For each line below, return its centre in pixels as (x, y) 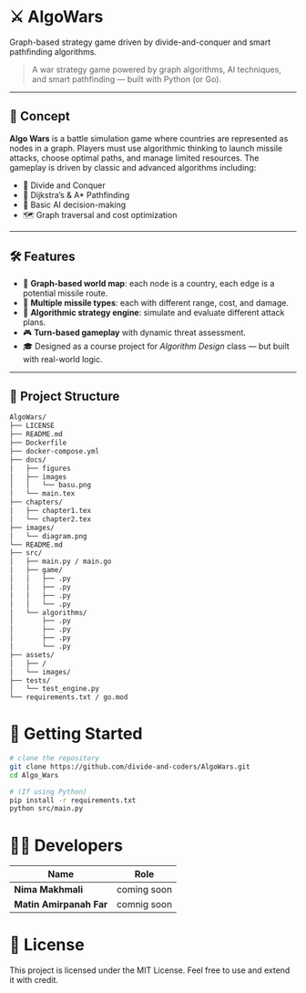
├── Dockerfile (38, 443)
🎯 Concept (40, 116)
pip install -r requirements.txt (73, 800)
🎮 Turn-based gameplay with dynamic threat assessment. (134, 332)
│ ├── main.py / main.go (61, 562)
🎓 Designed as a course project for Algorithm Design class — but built (156, 346)
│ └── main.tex (42, 494)
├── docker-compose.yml (55, 451)
